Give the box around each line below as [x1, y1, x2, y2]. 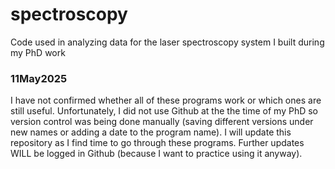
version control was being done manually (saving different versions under [10, 116, 314, 128]
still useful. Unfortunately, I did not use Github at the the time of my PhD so [10, 105, 319, 117]
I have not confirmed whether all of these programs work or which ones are [10, 94, 322, 107]
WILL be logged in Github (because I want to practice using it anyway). [10, 148, 303, 160]
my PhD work [10, 46, 66, 58]
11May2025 [10, 71, 68, 85]
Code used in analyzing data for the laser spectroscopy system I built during [10, 36, 325, 48]
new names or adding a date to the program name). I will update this [10, 126, 292, 138]
